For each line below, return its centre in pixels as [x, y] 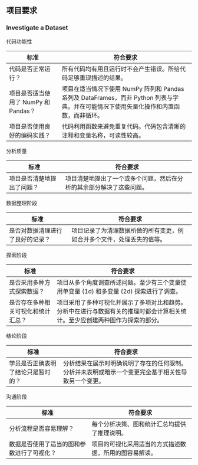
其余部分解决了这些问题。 [113, 187]
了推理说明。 [110, 433]
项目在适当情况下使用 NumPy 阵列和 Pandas [123, 89]
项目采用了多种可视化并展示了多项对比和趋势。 [122, 302]
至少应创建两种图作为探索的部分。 [116, 320]
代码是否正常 [27, 68]
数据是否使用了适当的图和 [45, 444]
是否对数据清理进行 [36, 230]
